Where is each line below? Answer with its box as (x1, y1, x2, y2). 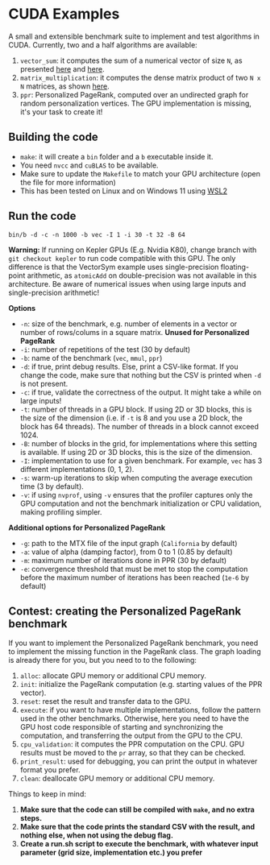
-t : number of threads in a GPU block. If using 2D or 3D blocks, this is (19, 404, 252, 414)
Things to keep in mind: (8, 789, 86, 799)
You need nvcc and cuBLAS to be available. (19, 160, 159, 170)
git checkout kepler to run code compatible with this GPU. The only (8, 253, 236, 263)
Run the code (8, 209, 77, 223)
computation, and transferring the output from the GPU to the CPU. (19, 730, 243, 741)
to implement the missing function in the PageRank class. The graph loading (8, 647, 261, 656)
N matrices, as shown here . (19, 81, 110, 91)
